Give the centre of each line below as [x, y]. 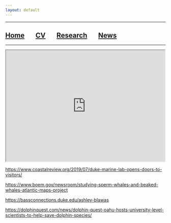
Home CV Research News [61, 35]
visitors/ [14, 175]
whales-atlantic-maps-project [37, 190]
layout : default [22, 10]
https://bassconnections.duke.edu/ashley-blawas [57, 200]
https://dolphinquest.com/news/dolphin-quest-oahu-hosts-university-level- [85, 210]
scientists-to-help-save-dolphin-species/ [49, 215]
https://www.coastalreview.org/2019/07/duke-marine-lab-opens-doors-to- [84, 170]
